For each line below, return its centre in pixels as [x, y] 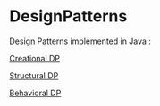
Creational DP [35, 58]
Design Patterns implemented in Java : [80, 41]
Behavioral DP [35, 93]
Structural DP [34, 75]
